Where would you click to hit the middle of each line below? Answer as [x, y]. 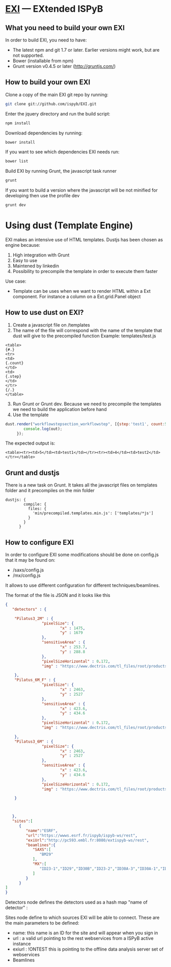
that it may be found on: [30, 560]
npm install [18, 123]
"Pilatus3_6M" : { [34, 742]
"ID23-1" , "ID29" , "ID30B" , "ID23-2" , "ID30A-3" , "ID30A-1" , [100, 869]
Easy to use [25, 260]
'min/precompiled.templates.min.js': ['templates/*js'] [93, 513]
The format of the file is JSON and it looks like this [58, 595]
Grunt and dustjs [32, 473]
